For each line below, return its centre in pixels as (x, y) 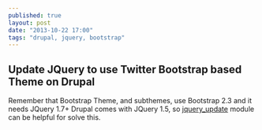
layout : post (30, 23)
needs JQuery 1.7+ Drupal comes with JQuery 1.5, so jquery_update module (131, 109)
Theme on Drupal (52, 82)
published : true (35, 15)
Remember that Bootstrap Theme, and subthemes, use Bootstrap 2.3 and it (130, 101)
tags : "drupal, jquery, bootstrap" (67, 37)
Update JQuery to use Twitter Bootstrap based (125, 69)
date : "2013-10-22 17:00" (51, 30)
